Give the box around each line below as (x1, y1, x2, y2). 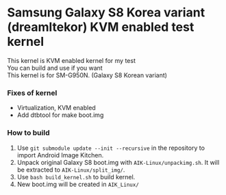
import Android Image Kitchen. (16, 151, 104, 159)
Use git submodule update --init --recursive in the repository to (16, 144, 205, 152)
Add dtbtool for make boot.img (16, 111, 104, 119)
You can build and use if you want (7, 64, 103, 72)
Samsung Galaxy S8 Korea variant (7, 5, 205, 21)
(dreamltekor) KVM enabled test (7, 19, 194, 35)
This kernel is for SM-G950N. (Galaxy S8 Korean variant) (7, 70, 168, 79)
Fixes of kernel (7, 88, 58, 97)
